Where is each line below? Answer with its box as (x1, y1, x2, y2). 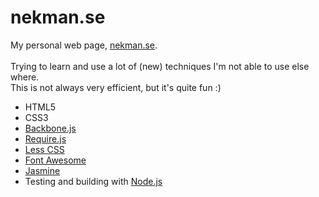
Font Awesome (24, 154, 87, 166)
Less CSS (24, 143, 65, 155)
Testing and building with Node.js (24, 175, 163, 187)
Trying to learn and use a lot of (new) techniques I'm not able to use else (10, 60, 310, 72)
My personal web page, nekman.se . (10, 39, 158, 51)
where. (10, 71, 40, 83)
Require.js (24, 132, 67, 145)
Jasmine (24, 164, 61, 176)
